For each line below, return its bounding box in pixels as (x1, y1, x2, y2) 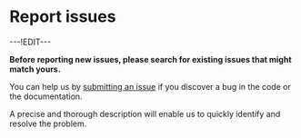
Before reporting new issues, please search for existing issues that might (9, 54, 293, 64)
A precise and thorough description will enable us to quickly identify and (9, 108, 281, 119)
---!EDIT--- (9, 36, 52, 47)
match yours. (9, 64, 61, 74)
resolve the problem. (9, 118, 87, 129)
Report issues (9, 6, 116, 27)
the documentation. (9, 91, 84, 102)
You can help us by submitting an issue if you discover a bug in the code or (9, 81, 291, 92)
